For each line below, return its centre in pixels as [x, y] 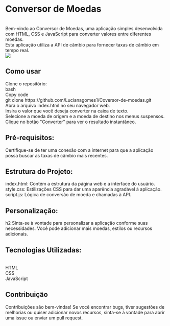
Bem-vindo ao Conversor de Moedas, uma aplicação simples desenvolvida [84, 28]
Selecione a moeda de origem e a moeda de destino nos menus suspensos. [85, 116]
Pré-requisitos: [30, 138]
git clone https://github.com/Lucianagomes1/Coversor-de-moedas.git [78, 100]
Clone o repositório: [26, 84]
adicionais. [17, 234]
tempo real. [17, 50]
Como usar [23, 71]
